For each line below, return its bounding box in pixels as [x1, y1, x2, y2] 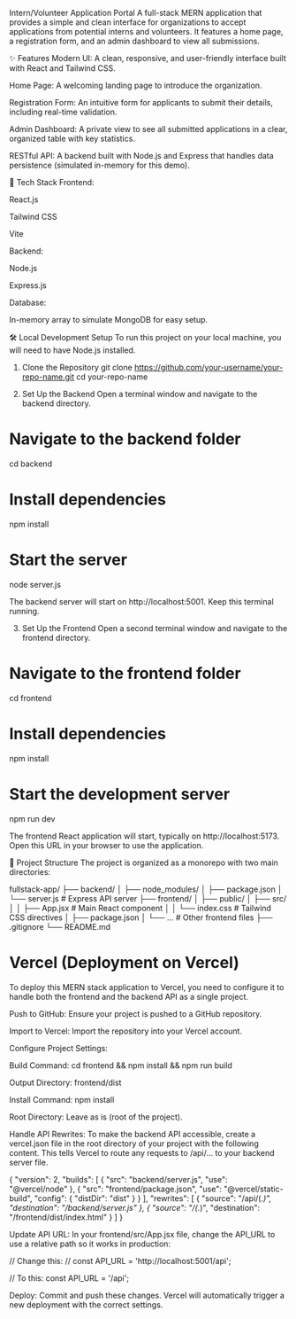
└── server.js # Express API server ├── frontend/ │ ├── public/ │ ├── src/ [9, 893, 287, 903]
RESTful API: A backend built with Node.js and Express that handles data [9, 151, 274, 160]
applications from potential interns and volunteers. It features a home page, [9, 27, 284, 36]
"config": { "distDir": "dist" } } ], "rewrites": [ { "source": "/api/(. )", [34, 1192, 272, 1204]
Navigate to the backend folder [9, 429, 241, 449]
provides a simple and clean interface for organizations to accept [9, 17, 247, 27]
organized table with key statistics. [9, 133, 135, 144]
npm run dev [9, 813, 56, 823]
